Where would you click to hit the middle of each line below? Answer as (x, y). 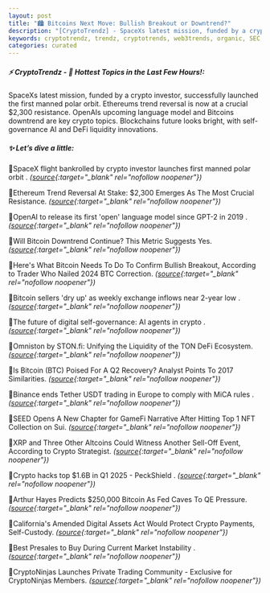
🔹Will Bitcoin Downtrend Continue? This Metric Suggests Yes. (110, 241)
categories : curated (43, 46)
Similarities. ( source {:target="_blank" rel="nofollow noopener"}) (115, 379)
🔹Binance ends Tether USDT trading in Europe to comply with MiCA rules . (131, 394)
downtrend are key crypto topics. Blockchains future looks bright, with (125, 121)
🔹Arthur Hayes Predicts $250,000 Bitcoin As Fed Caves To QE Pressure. (128, 500)
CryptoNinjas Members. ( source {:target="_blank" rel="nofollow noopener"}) (135, 581)
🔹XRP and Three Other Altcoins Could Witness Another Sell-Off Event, (125, 443)
